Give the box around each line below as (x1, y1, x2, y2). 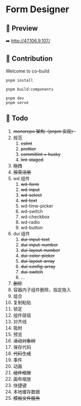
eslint (20, 140, 32, 146)
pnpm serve (6, 100, 29, 105)
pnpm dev (6, 95, 24, 100)
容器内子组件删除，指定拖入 (13, 287, 71, 293)
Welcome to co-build (6, 68, 50, 74)
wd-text (20, 197, 37, 204)
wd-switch (20, 208, 43, 214)
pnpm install (6, 78, 33, 83)
